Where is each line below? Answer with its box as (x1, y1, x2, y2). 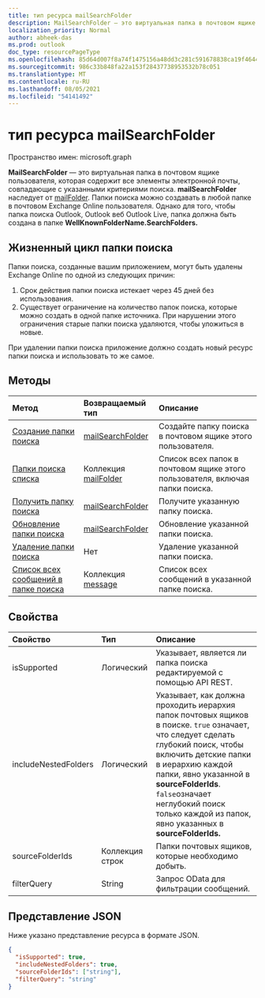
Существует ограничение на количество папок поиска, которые (19, 302, 238, 312)
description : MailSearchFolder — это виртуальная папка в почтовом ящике (8, 19, 256, 27)
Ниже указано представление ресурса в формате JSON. (8, 931, 200, 940)
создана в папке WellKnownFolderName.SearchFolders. (8, 218, 199, 227)
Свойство (12, 633, 51, 644)
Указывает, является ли (155, 647, 247, 658)
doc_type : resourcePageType (8, 48, 101, 56)
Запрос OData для (155, 873, 226, 884)
